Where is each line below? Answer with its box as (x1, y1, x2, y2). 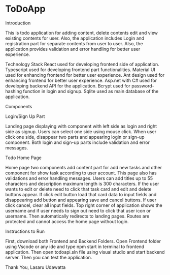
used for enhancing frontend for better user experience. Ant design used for (5, 72, 165, 78)
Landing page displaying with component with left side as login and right (5, 123, 157, 129)
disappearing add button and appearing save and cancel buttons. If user (5, 197, 156, 203)
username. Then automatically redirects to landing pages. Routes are (5, 213, 150, 219)
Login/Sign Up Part (5, 113, 45, 119)
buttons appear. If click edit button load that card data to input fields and (5, 191, 157, 197)
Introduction (5, 20, 31, 26)
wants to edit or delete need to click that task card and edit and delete (5, 186, 152, 192)
